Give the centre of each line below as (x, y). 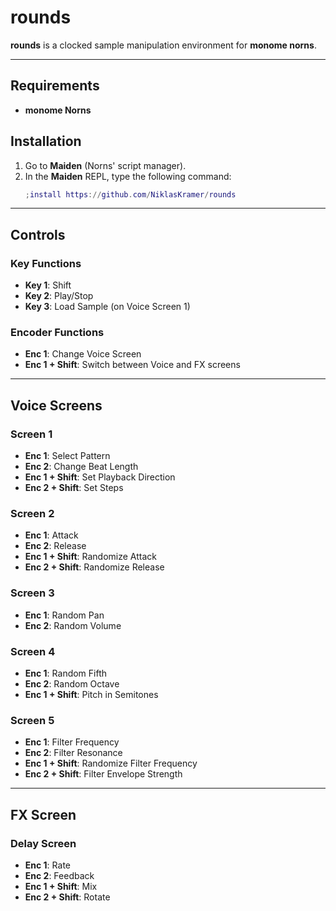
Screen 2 (32, 514)
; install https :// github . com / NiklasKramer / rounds (130, 194)
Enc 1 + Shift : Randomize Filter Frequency (111, 763)
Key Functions (46, 263)
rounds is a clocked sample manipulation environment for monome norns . (163, 45)
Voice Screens (56, 405)
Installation (46, 141)
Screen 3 (32, 593)
